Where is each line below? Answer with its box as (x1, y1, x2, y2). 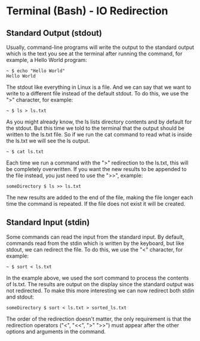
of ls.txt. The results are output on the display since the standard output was (6, 280, 194, 287)
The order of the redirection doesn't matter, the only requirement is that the (6, 315, 192, 323)
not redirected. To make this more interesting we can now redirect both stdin (6, 287, 195, 294)
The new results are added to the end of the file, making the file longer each (6, 194, 193, 201)
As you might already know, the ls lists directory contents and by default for (6, 118, 192, 125)
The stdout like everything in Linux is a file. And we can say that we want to (6, 83, 192, 91)
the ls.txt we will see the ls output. (6, 137, 90, 144)
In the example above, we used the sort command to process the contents (6, 274, 189, 281)
